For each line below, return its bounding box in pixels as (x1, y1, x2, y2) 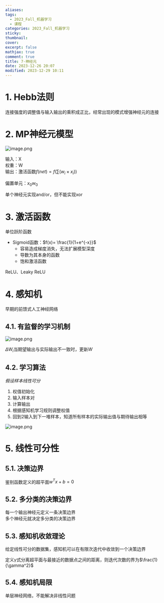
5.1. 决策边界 (5, 464, 44, 473)
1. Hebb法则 (5, 92, 55, 103)
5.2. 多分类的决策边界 (5, 495, 72, 503)
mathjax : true (5, 49, 35, 54)
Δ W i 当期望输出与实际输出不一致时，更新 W (5, 346, 93, 353)
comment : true (5, 54, 35, 59)
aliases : (5, 7, 24, 13)
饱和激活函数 (20, 258, 47, 264)
